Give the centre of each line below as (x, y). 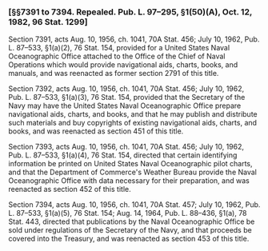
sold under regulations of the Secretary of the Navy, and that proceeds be (130, 230)
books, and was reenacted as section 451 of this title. (96, 131)
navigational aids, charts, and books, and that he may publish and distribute (133, 114)
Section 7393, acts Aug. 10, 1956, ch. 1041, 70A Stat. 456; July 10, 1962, (126, 147)
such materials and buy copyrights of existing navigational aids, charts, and (133, 123)
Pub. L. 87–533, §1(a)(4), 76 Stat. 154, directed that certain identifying (123, 155)
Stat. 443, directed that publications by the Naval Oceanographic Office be (132, 221)
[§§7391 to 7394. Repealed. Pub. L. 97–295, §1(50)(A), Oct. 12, (130, 12)
